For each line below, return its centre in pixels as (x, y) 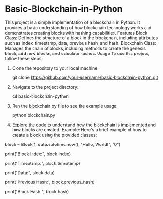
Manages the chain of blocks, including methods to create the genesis (75, 48)
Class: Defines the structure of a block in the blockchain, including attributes (81, 38)
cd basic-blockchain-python (40, 96)
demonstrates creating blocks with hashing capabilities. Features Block (76, 33)
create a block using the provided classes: (54, 135)
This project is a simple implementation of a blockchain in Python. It (73, 22)
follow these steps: (24, 58)
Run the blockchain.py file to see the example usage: (65, 106)
